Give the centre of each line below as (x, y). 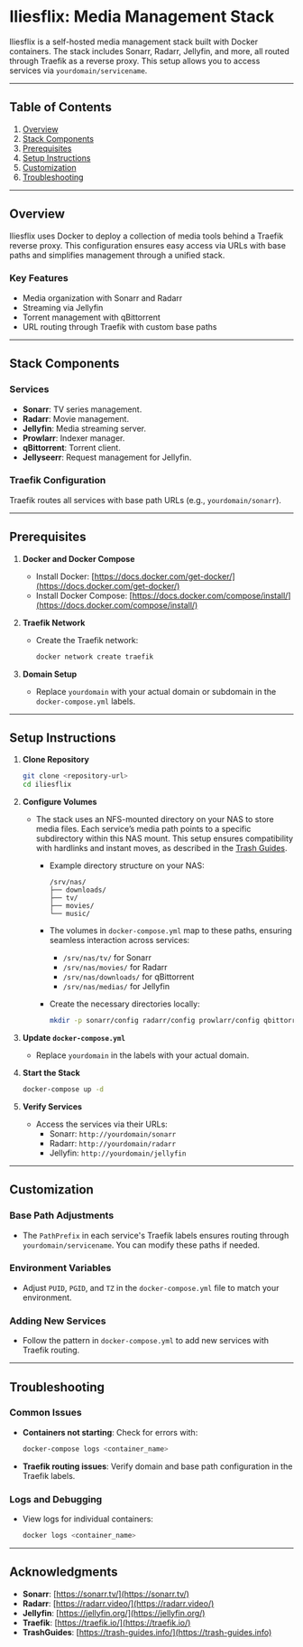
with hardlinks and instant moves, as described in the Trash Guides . (161, 848)
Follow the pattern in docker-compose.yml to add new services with (145, 1341)
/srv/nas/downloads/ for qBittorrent (129, 977)
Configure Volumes (60, 802)
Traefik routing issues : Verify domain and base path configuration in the (157, 1466)
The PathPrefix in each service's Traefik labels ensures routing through (156, 1235)
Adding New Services (58, 1321)
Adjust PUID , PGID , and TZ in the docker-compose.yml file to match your (151, 1287)
